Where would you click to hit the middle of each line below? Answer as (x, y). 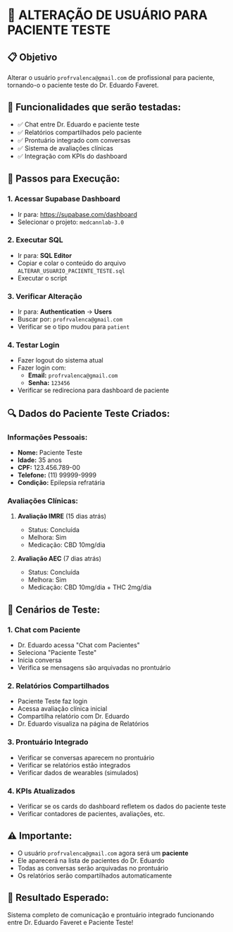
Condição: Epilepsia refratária (61, 483)
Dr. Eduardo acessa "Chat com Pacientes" (79, 645)
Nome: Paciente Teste (50, 453)
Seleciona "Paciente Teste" (57, 653)
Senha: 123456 (49, 383)
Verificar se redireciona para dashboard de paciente (93, 390)
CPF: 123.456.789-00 (49, 468)
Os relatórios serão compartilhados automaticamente (95, 875)
